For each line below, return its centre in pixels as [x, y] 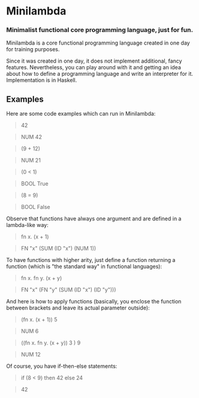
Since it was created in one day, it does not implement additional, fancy [94, 61]
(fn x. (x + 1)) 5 [39, 320]
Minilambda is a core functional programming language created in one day [98, 43]
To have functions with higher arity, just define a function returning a [91, 260]
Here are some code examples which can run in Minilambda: [81, 114]
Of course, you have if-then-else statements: [62, 366]
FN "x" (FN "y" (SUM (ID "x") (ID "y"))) [68, 290]
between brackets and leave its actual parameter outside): [78, 308]
